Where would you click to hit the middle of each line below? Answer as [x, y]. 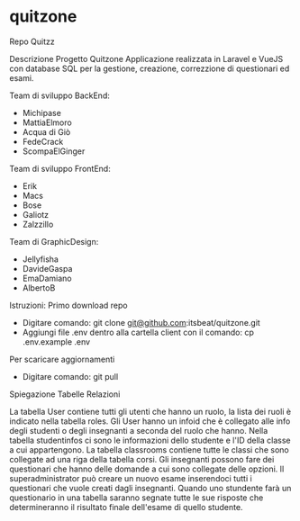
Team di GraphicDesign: [54, 241]
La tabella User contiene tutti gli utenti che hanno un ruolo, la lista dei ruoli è [150, 411]
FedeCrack [43, 141]
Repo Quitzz [32, 41]
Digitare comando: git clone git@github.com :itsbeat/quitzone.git [141, 322]
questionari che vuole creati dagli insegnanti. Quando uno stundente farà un [150, 488]
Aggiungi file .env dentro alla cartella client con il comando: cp [138, 332]
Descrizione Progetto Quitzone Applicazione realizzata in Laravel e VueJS [146, 58]
